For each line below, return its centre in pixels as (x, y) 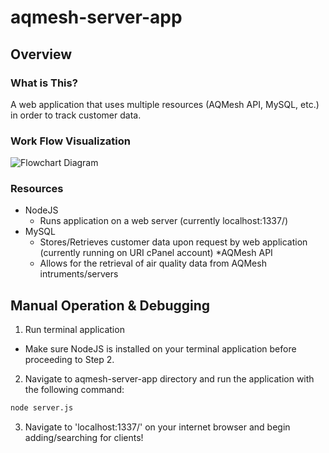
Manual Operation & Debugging (110, 305)
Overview (41, 54)
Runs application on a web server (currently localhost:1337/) (164, 221)
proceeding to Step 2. (69, 360)
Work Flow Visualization (70, 141)
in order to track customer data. (76, 115)
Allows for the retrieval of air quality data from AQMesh (153, 263)
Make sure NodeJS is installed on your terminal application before (160, 349)
